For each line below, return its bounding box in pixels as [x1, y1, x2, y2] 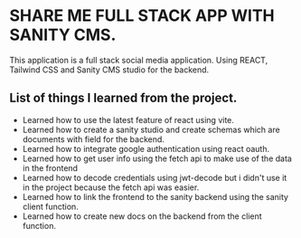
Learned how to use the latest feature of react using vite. [22, 114, 235, 125]
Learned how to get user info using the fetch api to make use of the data [22, 153, 292, 164]
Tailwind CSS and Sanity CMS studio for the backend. [9, 64, 210, 75]
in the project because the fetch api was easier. [22, 182, 200, 193]
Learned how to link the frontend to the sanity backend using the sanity [22, 191, 289, 202]
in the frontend [22, 162, 79, 173]
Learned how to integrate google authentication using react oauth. [22, 143, 269, 154]
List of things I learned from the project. [9, 90, 238, 106]
